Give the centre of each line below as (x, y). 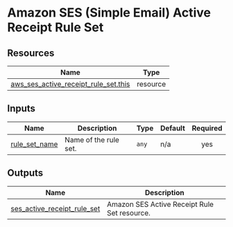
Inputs (21, 109)
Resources (31, 53)
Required (207, 128)
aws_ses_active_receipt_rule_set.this (70, 84)
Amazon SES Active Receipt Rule (160, 204)
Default (173, 128)
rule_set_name (34, 144)
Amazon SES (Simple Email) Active (109, 13)
